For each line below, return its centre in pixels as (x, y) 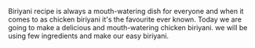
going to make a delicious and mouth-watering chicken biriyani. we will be (128, 27)
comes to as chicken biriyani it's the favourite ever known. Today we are (125, 19)
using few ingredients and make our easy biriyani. (89, 36)
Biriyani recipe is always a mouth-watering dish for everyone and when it (126, 11)
